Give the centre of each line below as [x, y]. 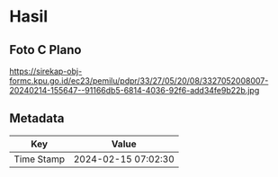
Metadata [37, 119]
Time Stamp [40, 159]
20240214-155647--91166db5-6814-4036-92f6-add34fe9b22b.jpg [135, 90]
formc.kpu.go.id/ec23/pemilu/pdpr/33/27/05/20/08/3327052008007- [139, 81]
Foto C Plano [45, 50]
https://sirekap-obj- [46, 71]
